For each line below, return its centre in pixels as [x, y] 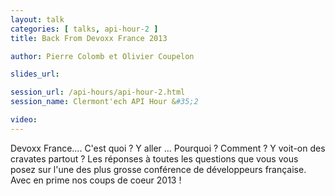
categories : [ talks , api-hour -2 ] [84, 29]
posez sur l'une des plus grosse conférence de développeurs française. [158, 169]
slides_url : [35, 74]
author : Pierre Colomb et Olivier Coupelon [102, 56]
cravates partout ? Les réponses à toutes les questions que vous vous [154, 158]
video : [24, 120]
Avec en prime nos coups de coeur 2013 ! [96, 180]
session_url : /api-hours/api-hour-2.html [98, 92]
